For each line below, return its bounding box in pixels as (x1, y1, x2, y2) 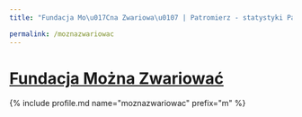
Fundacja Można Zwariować (9, 68, 225, 88)
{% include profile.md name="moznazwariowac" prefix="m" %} (9, 98, 246, 109)
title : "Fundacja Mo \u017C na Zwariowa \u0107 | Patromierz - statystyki (9, 13, 283, 22)
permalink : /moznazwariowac (9, 29, 115, 39)
